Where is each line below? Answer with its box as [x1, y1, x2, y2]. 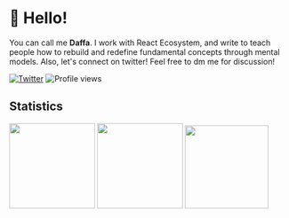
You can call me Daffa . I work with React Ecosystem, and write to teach [9, 37, 271, 48]
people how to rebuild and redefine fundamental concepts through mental [9, 46, 280, 57]
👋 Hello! [9, 8, 68, 28]
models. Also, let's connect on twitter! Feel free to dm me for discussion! [9, 56, 276, 66]
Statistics [9, 99, 64, 114]
